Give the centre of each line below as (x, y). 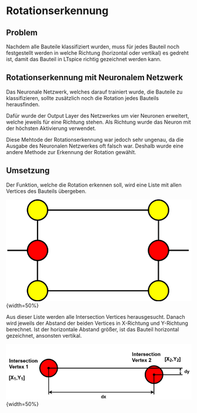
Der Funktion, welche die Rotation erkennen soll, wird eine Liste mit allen (94, 185)
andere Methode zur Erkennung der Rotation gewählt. (71, 152)
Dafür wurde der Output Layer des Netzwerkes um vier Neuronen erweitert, (98, 115)
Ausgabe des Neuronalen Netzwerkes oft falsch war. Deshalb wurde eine (95, 146)
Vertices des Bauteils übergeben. (46, 191)
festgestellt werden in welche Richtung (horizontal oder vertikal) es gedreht (98, 53)
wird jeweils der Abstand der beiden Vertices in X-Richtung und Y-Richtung (97, 323)
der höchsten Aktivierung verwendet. (51, 128)
